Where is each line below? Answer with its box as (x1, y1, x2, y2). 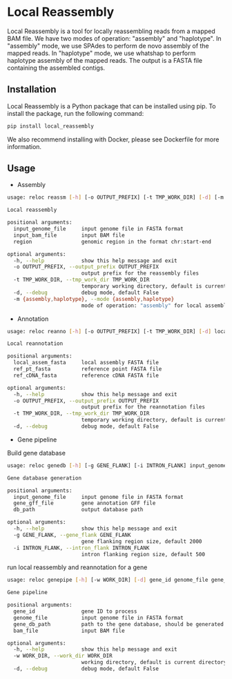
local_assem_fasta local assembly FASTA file (13, 360, 159, 366)
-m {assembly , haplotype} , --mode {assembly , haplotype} (13, 295, 175, 302)
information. (7, 142, 42, 150)
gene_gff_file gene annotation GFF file (13, 500, 156, 507)
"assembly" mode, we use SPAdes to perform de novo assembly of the (7, 41, 209, 50)
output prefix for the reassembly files (81, 270, 199, 277)
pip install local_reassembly (7, 122, 95, 130)
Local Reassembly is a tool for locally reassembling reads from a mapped (7, 27, 215, 35)
